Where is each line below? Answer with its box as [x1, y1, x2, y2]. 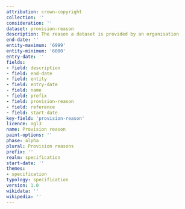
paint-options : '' [6, 132, 52, 139]
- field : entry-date [6, 82, 58, 88]
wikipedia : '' [6, 193, 42, 199]
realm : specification [6, 154, 61, 160]
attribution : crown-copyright [6, 8, 83, 15]
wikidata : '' [6, 188, 39, 194]
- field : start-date [6, 110, 58, 116]
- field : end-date [6, 70, 52, 76]
